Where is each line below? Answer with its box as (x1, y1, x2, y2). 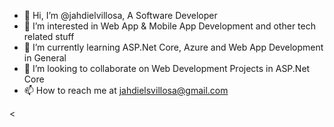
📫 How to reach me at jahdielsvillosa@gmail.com (23, 85, 229, 96)
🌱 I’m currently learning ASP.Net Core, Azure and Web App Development (23, 41, 324, 53)
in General (23, 52, 67, 64)
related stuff (23, 31, 75, 42)
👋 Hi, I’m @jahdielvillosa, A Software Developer (23, 10, 218, 21)
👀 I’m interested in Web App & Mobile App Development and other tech (23, 20, 316, 32)
